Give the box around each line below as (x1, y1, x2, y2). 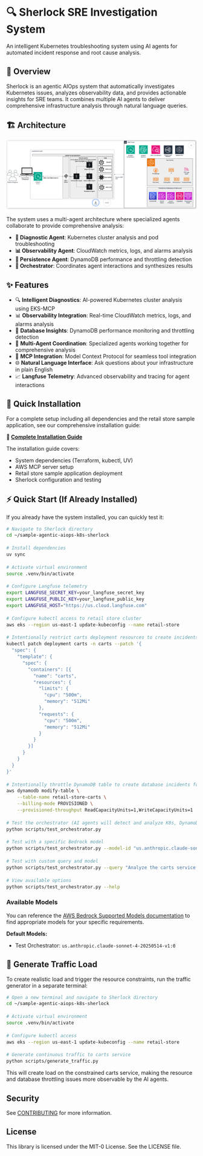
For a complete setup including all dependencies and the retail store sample (6, 415, 195, 422)
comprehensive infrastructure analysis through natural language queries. (6, 102, 188, 109)
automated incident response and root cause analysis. (6, 48, 141, 56)
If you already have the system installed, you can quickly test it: (6, 513, 164, 520)
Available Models (6, 898, 58, 906)
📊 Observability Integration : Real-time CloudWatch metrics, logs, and (14, 311, 192, 319)
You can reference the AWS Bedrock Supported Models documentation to (6, 912, 190, 919)
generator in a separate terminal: (6, 982, 88, 989)
